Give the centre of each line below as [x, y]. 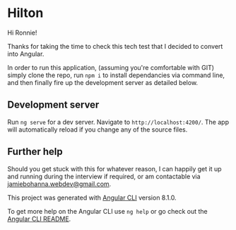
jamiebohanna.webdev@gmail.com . [59, 184]
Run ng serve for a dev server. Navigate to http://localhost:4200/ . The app [118, 122]
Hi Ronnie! [22, 33]
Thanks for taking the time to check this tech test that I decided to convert [115, 46]
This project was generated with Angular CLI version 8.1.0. [92, 197]
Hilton [25, 13]
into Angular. [26, 54]
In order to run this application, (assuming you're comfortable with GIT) [111, 67]
